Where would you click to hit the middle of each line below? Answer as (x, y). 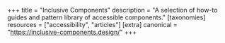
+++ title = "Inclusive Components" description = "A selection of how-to (112, 10)
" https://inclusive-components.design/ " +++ (72, 32)
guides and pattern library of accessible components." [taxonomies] (106, 17)
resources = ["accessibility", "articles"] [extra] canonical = (93, 25)
